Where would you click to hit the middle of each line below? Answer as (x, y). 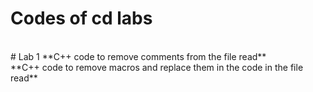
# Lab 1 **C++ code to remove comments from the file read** (138, 56)
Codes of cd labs (81, 18)
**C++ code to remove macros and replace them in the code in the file (157, 67)
